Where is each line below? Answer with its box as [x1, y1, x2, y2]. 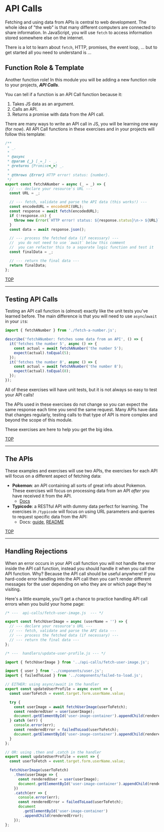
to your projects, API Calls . [5, 82, 60, 88]
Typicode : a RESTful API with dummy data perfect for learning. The [12, 503, 148, 509]
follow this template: [5, 131, 46, 137]
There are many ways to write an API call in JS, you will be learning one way [5, 121, 158, 126]
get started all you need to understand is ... [5, 49, 92, 55]
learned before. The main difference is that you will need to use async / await [5, 313, 157, 319]
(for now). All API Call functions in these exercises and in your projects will [5, 126, 155, 132]
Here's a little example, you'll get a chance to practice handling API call [5, 596, 148, 602]
